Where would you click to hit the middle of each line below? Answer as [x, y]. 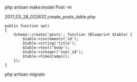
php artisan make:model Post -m [38, 7]
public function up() [27, 26]
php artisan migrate [25, 74]
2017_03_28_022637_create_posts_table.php [50, 17]
